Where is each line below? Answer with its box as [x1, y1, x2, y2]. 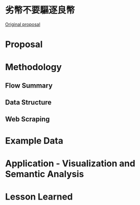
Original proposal [5, 21, 41, 27]
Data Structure [5, 98, 52, 107]
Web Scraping [5, 115, 50, 123]
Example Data [5, 135, 64, 146]
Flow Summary [5, 81, 53, 90]
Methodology [5, 62, 62, 73]
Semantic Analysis [5, 168, 84, 180]
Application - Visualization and [5, 158, 136, 169]
